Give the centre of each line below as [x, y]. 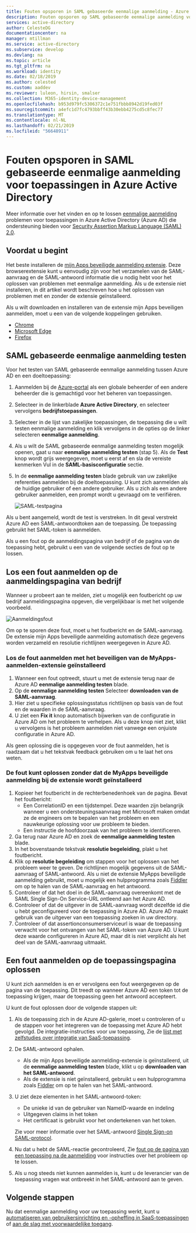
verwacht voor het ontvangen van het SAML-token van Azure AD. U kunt [102, 930]
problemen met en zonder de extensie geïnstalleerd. [69, 296]
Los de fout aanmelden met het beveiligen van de [77, 658]
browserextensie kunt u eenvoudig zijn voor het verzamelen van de [87, 271]
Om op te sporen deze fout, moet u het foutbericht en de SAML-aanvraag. [95, 630]
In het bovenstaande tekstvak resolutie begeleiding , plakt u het [91, 849]
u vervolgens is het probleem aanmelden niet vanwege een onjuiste [96, 728]
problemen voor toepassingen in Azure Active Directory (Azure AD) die [91, 219]
